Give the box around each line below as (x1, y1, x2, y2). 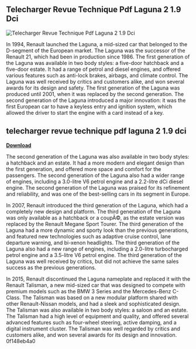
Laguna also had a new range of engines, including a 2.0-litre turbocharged (6, 245, 188, 252)
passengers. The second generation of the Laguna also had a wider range (6, 172, 185, 179)
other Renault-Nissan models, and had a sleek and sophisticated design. (6, 300, 181, 307)
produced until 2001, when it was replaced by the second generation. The (6, 90, 184, 97)
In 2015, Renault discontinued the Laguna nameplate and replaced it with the (6, 275, 191, 282)
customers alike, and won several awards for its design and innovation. (6, 331, 177, 338)
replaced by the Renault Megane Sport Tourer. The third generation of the (6, 220, 184, 227)
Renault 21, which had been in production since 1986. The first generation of (6, 53, 190, 60)
